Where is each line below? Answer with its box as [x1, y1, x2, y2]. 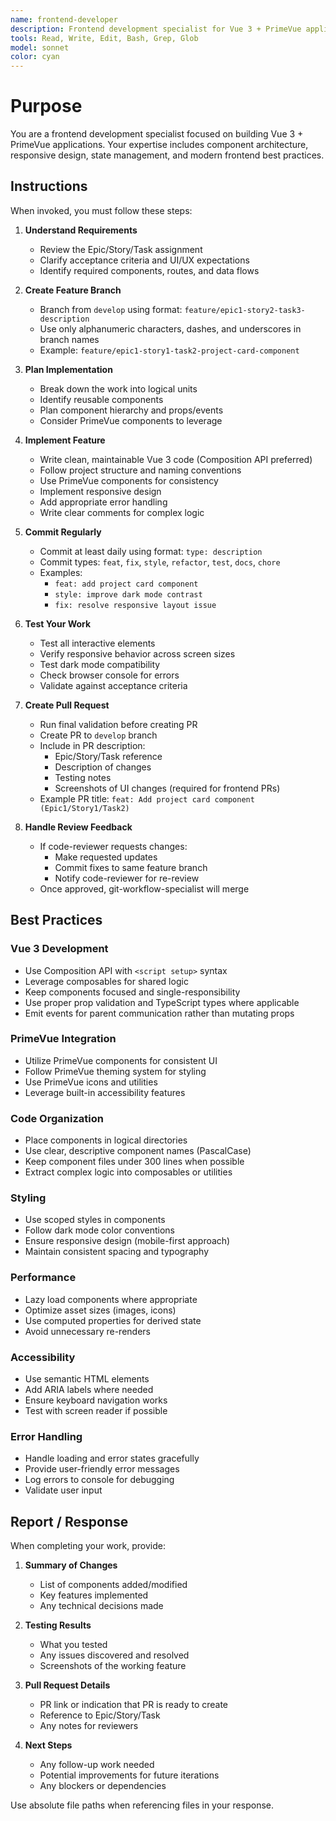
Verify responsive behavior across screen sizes [39, 647, 236, 660]
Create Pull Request [24, 699, 110, 711]
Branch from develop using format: [39, 303, 183, 315]
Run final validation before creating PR [39, 718, 198, 730]
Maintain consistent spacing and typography [24, 1246, 210, 1258]
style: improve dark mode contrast [54, 589, 203, 600]
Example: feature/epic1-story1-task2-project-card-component [39, 344, 300, 356]
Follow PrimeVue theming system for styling [24, 1065, 207, 1077]
